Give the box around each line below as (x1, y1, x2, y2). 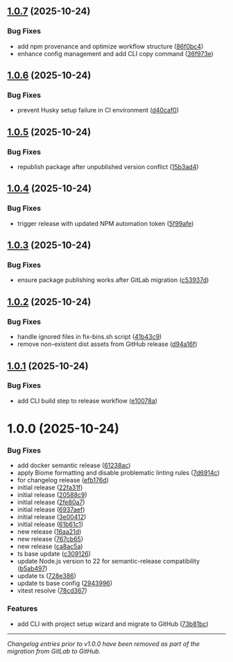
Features (7, 604, 38, 613)
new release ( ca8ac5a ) (17, 542, 83, 550)
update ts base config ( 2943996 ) (17, 579, 113, 588)
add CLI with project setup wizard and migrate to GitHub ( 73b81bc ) (17, 620, 209, 628)
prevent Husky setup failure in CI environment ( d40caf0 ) (17, 106, 179, 114)
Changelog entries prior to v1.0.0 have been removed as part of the (7, 639, 200, 647)
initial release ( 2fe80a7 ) (17, 498, 85, 507)
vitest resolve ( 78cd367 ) (17, 586, 88, 595)
